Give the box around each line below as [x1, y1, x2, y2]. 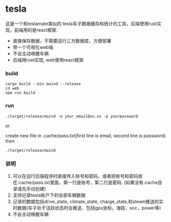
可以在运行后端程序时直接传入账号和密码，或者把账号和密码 [12, 173, 138, 179]
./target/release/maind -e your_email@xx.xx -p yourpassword [5, 114, 138, 119]
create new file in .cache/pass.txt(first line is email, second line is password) [5, 132, 166, 138]
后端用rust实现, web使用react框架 [12, 57, 84, 63]
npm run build [5, 90, 36, 96]
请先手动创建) [17, 185, 46, 191]
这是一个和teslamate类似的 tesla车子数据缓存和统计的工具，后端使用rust [5, 20, 157, 26]
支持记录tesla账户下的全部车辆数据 [12, 192, 86, 198]
